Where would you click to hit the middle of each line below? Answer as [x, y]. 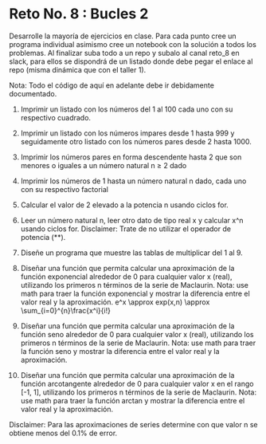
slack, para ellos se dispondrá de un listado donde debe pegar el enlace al [131, 61]
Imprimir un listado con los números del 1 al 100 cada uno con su [127, 109]
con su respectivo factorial [64, 189]
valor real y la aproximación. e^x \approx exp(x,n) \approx [115, 302]
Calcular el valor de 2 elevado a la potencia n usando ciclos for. [125, 205]
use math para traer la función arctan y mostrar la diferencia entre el [133, 400]
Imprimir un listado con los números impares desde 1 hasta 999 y [127, 133]
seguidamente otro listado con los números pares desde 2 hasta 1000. [136, 141]
